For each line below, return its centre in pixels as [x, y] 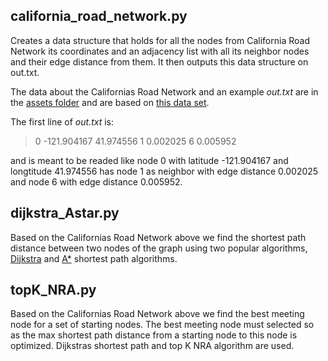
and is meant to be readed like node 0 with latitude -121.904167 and [149, 160]
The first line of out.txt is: [62, 121]
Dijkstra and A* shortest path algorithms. [94, 258]
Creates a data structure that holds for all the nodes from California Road [160, 40]
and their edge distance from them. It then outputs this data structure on [159, 61]
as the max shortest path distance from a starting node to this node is [154, 335]
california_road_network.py [99, 16]
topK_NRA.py [53, 290]
